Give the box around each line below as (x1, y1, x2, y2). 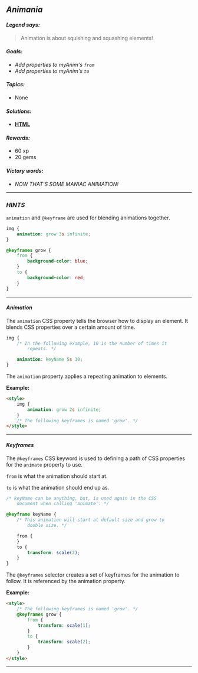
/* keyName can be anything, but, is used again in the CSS (6, 495, 157, 501)
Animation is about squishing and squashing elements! (20, 34, 153, 41)
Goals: (6, 48, 23, 55)
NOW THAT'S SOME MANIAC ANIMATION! (14, 180, 119, 187)
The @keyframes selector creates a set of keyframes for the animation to (6, 571, 180, 578)
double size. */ (27, 523, 67, 529)
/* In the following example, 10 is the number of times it (16, 340, 167, 347)
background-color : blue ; (27, 258, 88, 264)
